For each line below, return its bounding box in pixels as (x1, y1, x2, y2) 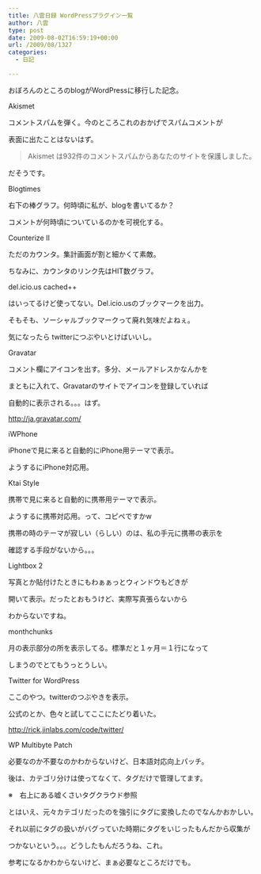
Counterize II (8, 233, 50, 242)
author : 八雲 (8, 19, 49, 27)
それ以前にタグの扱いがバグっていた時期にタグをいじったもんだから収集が (8, 823, 251, 833)
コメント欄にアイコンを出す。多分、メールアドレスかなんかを (8, 364, 208, 373)
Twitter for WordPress (8, 675, 80, 685)
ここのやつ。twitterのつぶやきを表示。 (8, 692, 133, 701)
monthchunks (8, 627, 53, 636)
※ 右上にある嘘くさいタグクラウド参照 (8, 790, 138, 800)
